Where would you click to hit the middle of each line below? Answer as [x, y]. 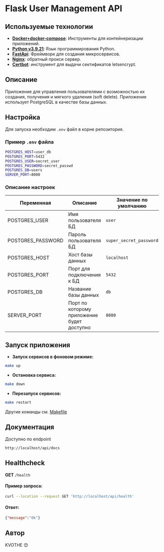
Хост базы [80, 255]
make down [15, 384]
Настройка [23, 117]
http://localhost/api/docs [32, 448]
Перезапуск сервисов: [37, 394]
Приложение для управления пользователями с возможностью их [75, 92]
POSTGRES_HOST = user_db [28, 152]
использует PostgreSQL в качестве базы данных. [56, 102]
